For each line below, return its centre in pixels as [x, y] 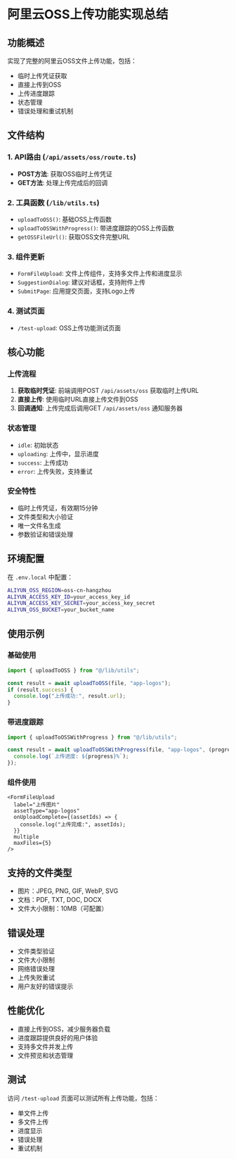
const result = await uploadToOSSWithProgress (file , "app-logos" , [106, 750]
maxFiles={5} [33, 843]
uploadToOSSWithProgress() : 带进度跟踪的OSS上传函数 [96, 228]
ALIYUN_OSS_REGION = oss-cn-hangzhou [59, 590]
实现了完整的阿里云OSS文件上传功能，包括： [72, 61]
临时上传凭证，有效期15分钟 [58, 508]
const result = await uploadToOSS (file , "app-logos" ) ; [89, 683]
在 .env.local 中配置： [40, 577]
